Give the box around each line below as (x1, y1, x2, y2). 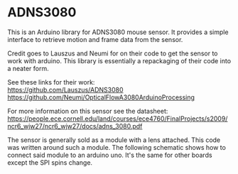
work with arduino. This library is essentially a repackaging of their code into (7, 56, 232, 65)
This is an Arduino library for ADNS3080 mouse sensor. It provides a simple (7, 28, 229, 36)
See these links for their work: (7, 77, 95, 86)
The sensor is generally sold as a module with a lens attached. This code (7, 136, 221, 144)
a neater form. (7, 64, 49, 72)
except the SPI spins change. (7, 158, 93, 167)
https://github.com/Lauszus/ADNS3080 (7, 85, 124, 94)
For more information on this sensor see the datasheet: (7, 107, 168, 115)
